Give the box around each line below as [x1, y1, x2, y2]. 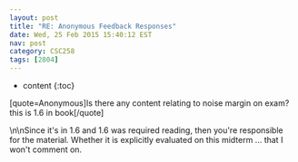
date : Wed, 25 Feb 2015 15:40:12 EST [9, 30, 153, 39]
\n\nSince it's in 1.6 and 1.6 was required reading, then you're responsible [9, 125, 283, 136]
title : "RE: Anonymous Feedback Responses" [9, 22, 177, 31]
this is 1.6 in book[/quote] [9, 108, 104, 118]
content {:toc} [22, 81, 75, 91]
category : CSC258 [9, 47, 75, 56]
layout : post [9, 13, 59, 23]
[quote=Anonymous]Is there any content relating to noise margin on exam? [9, 98, 290, 109]
